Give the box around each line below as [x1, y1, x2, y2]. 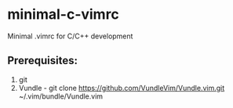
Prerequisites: [7, 54, 78, 67]
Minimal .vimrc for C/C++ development [7, 31, 133, 41]
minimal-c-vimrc [7, 5, 119, 23]
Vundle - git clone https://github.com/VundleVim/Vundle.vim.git [18, 83, 225, 92]
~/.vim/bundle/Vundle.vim [18, 92, 104, 101]
